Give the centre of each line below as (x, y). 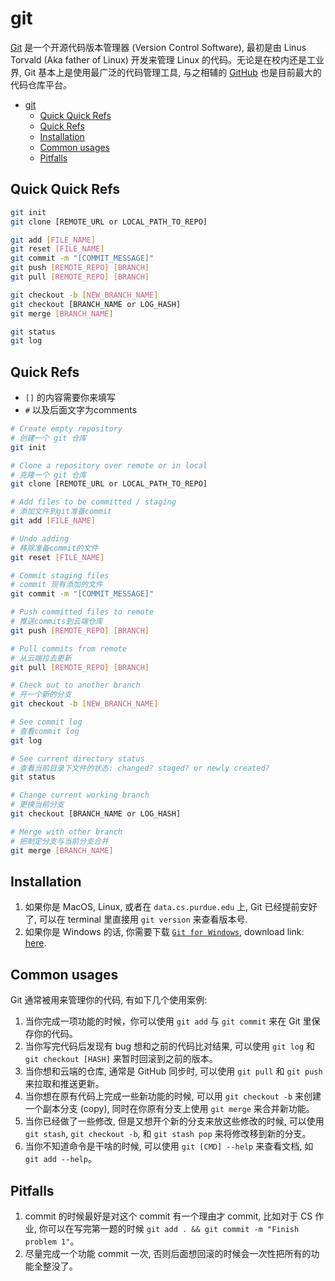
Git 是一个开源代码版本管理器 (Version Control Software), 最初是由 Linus (158, 47)
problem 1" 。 (52, 1241)
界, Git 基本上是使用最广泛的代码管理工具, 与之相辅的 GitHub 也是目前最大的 (166, 72)
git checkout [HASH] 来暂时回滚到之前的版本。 (121, 1059)
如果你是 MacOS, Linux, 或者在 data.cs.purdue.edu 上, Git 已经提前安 (166, 907)
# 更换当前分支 (37, 805)
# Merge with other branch (66, 832)
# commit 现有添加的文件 (56, 585)
